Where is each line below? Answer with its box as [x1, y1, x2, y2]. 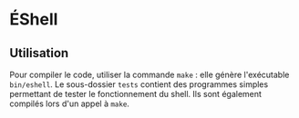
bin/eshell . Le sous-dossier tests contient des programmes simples [9, 79, 269, 90]
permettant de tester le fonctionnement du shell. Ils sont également [9, 89, 263, 99]
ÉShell [9, 9, 58, 30]
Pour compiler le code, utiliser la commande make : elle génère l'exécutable [9, 69, 290, 80]
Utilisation [9, 45, 69, 61]
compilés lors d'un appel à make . [9, 98, 130, 109]
